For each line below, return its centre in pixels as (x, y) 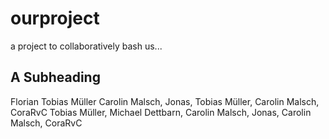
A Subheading (55, 77)
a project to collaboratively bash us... (86, 46)
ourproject (55, 18)
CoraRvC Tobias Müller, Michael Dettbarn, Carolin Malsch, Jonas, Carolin (161, 112)
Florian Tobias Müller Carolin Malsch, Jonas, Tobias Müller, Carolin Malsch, (165, 101)
